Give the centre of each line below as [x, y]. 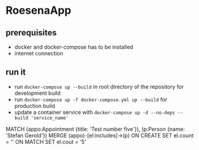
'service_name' [49, 118]
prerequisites [31, 33]
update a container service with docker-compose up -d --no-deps [95, 112]
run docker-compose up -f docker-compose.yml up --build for [91, 99]
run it [16, 72]
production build [35, 106]
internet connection [39, 53]
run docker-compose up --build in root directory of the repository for [99, 86]
